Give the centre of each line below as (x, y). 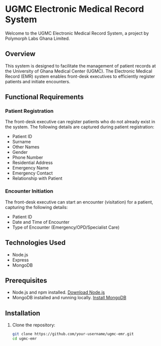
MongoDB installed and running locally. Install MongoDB (69, 298)
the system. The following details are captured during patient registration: (80, 127)
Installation (23, 313)
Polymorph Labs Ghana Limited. (38, 38)
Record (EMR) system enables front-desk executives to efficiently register (80, 76)
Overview (20, 54)
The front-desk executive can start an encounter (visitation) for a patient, (79, 202)
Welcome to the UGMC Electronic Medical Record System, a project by (77, 33)
